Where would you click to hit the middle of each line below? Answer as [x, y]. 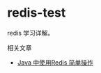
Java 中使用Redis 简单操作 [55, 62]
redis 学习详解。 [31, 33]
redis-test [37, 13]
